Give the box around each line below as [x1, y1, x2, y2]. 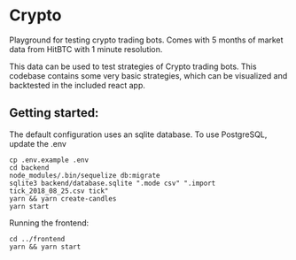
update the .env [9, 138, 66, 149]
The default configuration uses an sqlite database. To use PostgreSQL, [9, 129, 268, 140]
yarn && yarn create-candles [9, 194, 117, 203]
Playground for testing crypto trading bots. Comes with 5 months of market [9, 34, 284, 45]
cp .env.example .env [9, 156, 90, 164]
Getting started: [9, 105, 99, 120]
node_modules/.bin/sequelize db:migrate [9, 171, 161, 180]
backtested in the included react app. [9, 80, 146, 90]
